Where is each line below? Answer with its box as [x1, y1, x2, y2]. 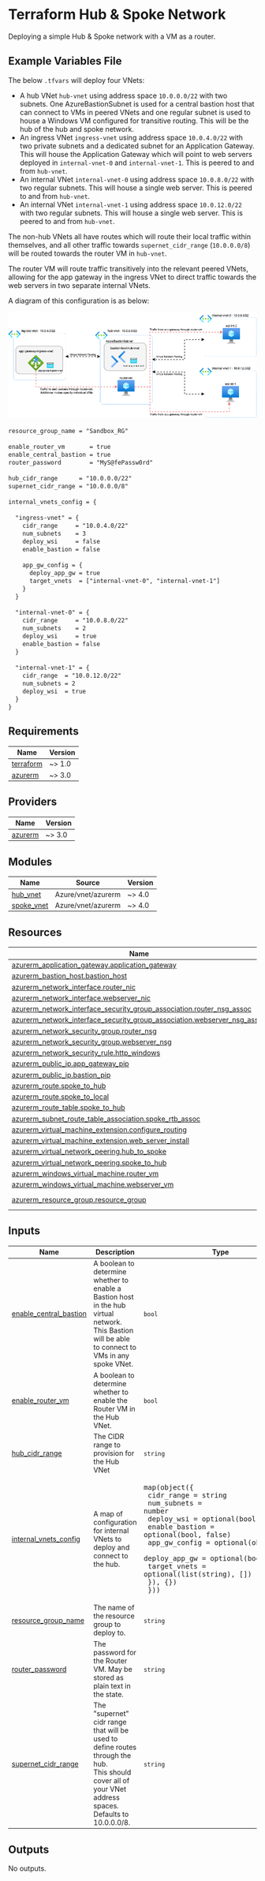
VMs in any [93, 1351, 130, 1360]
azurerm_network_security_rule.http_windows [11, 1048, 161, 1057]
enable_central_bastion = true [8, 451, 111, 458]
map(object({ [143, 1483, 194, 1492]
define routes [93, 1742, 137, 1752]
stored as [93, 1673, 124, 1682]
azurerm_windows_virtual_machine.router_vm [11, 1169, 159, 1178]
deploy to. [93, 1628, 126, 1638]
